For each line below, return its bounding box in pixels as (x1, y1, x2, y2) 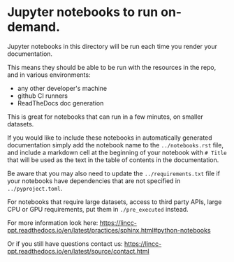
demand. (7, 19, 61, 35)
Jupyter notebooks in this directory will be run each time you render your (7, 42, 218, 50)
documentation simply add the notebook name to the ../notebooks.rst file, (7, 140, 224, 149)
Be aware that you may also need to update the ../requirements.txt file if (7, 169, 220, 177)
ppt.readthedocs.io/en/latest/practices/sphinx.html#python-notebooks (7, 226, 211, 234)
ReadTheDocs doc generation (17, 99, 104, 107)
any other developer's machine (17, 84, 107, 92)
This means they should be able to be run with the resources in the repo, (7, 63, 217, 71)
